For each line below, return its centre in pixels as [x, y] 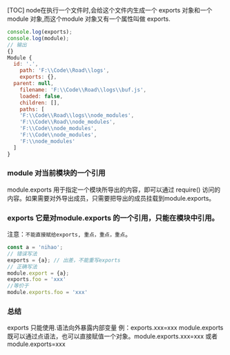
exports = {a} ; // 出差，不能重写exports [64, 260]
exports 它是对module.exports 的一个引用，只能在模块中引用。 [113, 218]
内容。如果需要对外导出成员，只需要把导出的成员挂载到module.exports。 [111, 198]
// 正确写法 [22, 266]
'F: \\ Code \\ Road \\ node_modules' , [68, 122]
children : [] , [40, 102]
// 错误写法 [22, 254]
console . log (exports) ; [40, 32]
